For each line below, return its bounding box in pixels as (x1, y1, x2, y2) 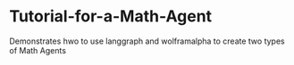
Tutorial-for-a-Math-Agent (9, 6, 213, 27)
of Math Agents (9, 45, 67, 55)
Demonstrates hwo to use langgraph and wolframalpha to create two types (9, 36, 285, 46)
